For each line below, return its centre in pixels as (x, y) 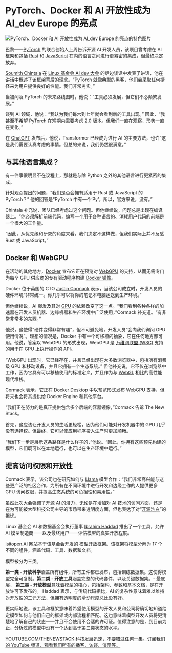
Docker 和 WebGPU (37, 258)
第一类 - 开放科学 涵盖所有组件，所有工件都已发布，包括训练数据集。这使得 (84, 572)
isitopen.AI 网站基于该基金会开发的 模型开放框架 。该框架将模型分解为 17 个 (84, 544)
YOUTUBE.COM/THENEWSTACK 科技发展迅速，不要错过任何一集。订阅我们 (85, 639)
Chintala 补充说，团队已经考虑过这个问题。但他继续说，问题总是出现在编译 (84, 210)
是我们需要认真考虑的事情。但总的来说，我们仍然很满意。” (66, 144)
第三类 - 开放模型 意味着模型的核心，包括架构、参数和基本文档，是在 (87, 585)
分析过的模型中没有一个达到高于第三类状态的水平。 (68, 628)
